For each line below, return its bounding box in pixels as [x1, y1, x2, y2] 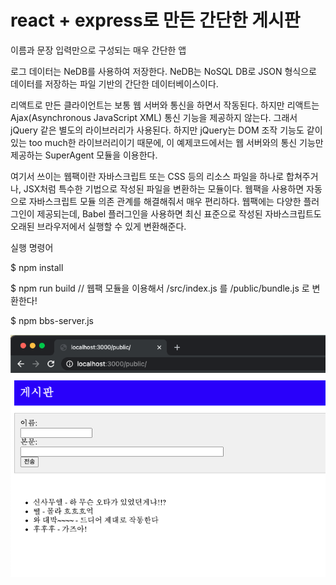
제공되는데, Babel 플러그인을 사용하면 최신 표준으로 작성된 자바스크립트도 [36, 207, 322, 220]
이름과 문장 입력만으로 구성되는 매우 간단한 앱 [10, 44, 187, 56]
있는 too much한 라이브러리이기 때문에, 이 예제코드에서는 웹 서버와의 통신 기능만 [10, 136, 324, 148]
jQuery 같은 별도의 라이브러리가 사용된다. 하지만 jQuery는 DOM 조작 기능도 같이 [10, 124, 323, 136]
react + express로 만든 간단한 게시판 [10, 9, 301, 32]
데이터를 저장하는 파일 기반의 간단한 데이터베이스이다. [10, 77, 219, 90]
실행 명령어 [10, 241, 54, 253]
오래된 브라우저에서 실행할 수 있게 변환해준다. [10, 220, 187, 232]
